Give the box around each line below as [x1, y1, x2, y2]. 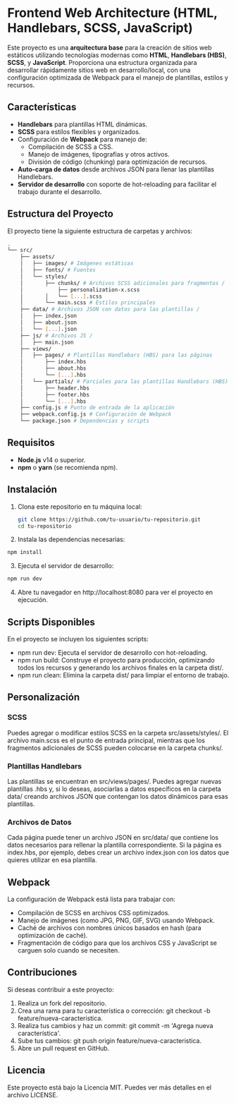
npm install [7, 549, 42, 556]
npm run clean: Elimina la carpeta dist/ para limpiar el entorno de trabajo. [17, 671, 230, 679]
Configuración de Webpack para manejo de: [17, 135, 148, 143]
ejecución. [17, 596, 48, 604]
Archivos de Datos [7, 817, 72, 827]
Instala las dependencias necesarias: [17, 535, 125, 544]
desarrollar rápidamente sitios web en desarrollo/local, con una [7, 66, 191, 74]
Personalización [7, 692, 80, 704]
